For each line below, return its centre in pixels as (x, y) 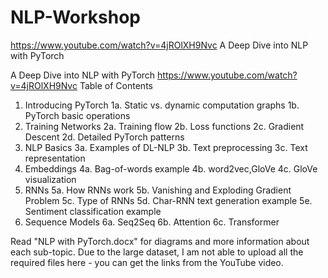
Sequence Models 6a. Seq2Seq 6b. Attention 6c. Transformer (152, 222)
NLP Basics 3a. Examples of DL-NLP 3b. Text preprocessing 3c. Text (166, 147)
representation (55, 158)
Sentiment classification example (93, 211)
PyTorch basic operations (77, 115)
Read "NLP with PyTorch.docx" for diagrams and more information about (160, 241)
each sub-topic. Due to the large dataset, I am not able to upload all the (157, 252)
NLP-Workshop (76, 17)
